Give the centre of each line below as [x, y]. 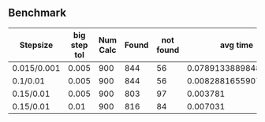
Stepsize [36, 45]
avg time [237, 45]
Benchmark [37, 13]
